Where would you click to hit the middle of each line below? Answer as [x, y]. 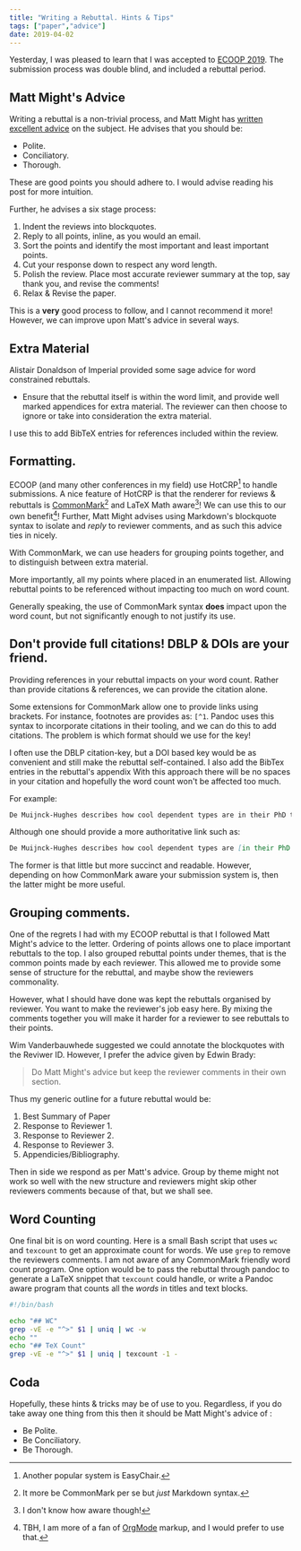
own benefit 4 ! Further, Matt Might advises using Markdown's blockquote [143, 515]
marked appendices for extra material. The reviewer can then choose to [155, 406]
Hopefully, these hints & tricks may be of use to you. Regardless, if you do [146, 1404]
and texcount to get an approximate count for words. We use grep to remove [150, 1250]
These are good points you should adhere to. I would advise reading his [142, 182]
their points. [31, 1028]
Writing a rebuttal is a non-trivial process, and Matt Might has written [136, 119]
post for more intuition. [52, 192]
